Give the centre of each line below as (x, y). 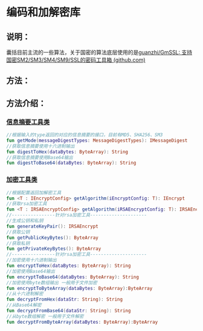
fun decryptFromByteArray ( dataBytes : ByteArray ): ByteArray (82, 322)
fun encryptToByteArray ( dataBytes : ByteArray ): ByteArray (79, 288)
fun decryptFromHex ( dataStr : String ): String (64, 300)
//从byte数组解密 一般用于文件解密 (45, 316)
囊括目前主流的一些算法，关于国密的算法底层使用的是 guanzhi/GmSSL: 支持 (99, 52)
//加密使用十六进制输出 (32, 260)
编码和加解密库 (43, 12)
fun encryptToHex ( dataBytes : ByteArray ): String (69, 266)
